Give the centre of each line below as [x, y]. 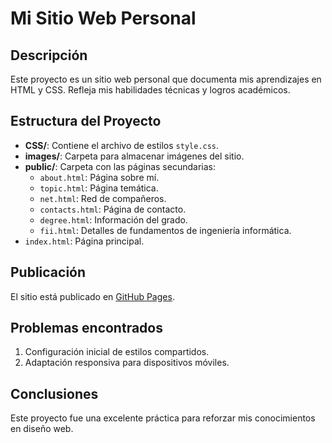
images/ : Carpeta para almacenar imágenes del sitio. [134, 156]
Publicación [48, 272]
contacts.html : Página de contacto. [113, 209]
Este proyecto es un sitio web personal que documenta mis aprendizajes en [166, 79]
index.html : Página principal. [84, 241]
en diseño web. [42, 429]
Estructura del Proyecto [86, 121]
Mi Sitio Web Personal [103, 18]
